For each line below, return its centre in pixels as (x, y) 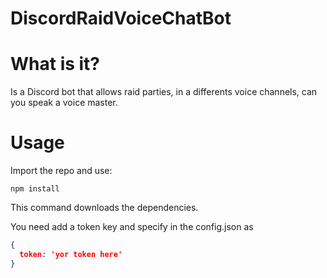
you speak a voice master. (64, 103)
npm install (35, 189)
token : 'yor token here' (71, 254)
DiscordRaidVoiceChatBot (121, 18)
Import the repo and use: (61, 171)
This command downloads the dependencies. (104, 208)
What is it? (55, 64)
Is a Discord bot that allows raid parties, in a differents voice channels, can (164, 92)
